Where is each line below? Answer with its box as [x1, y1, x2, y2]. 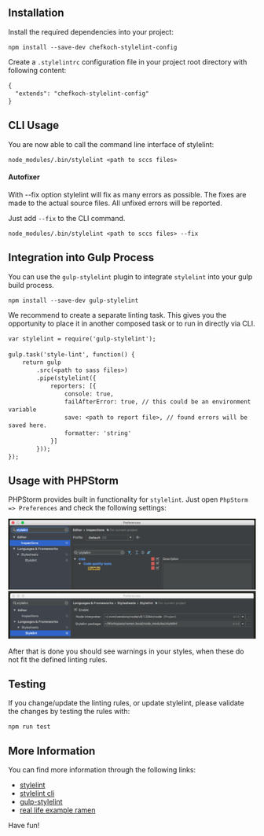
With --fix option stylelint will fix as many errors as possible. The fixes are [8, 190, 247, 199]
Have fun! [8, 821, 40, 830]
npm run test [8, 723, 51, 731]
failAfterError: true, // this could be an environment [64, 397, 251, 406]
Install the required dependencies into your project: [8, 27, 174, 36]
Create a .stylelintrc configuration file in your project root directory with [8, 57, 247, 66]
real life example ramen [19, 805, 96, 815]
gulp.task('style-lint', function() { [8, 350, 135, 359]
